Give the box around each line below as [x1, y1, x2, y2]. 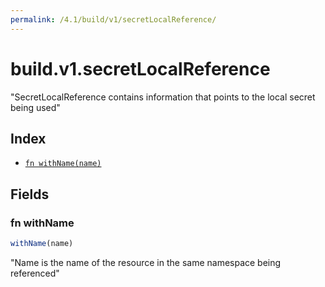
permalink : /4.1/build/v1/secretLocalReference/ [10, 14, 217, 25]
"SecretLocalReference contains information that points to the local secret [10, 91, 316, 103]
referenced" [10, 267, 60, 279]
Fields [10, 186, 50, 203]
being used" [10, 101, 61, 113]
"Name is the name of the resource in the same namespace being [10, 256, 282, 268]
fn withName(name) [24, 159, 102, 169]
